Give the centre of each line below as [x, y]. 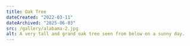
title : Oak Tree [26, 12]
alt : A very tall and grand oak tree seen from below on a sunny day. [96, 34]
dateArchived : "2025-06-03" [41, 23]
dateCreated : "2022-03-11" [40, 17]
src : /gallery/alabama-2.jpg [42, 28]
